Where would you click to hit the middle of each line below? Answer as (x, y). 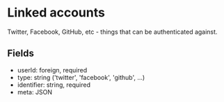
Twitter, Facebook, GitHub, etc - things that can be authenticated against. (112, 32)
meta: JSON (34, 92)
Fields (21, 53)
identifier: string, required (54, 85)
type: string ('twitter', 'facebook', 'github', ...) (81, 77)
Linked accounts (56, 13)
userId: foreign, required (52, 70)
